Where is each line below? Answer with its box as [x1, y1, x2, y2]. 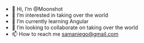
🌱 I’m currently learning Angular [11, 18, 89, 24]
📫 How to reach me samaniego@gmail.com [11, 31, 119, 37]
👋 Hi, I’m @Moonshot [11, 6, 63, 12]
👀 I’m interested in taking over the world [11, 12, 109, 19]
